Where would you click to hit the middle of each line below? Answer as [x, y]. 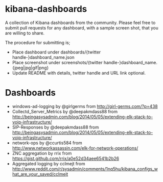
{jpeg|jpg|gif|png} [30, 68]
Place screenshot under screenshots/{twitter [57, 62]
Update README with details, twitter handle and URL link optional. [79, 73]
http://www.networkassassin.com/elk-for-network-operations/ [75, 148]
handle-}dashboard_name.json [43, 57]
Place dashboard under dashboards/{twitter [57, 52]
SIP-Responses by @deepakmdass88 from [56, 127]
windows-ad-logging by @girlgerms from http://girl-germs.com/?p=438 [85, 106]
